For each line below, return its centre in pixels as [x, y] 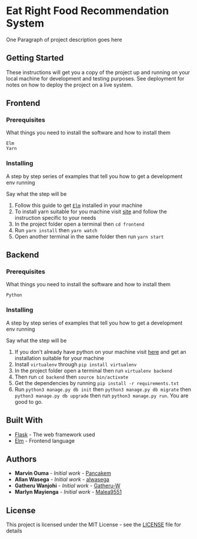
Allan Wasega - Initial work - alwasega [62, 480]
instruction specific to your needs [55, 217]
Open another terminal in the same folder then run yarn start [89, 236]
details [14, 531]
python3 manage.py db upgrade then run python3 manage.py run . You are [101, 396]
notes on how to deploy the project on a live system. [69, 85]
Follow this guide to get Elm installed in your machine [79, 205]
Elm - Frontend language [45, 441]
